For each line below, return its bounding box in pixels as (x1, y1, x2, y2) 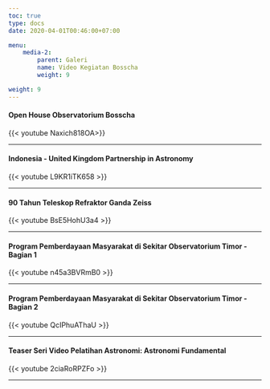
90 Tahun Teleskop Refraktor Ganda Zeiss (8, 197, 152, 207)
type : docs (8, 19, 45, 27)
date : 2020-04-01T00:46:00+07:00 (8, 26, 121, 34)
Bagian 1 (8, 249, 38, 259)
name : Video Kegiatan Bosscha (37, 63, 138, 72)
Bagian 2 (8, 302, 39, 312)
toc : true (8, 11, 42, 20)
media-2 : (22, 49, 52, 57)
